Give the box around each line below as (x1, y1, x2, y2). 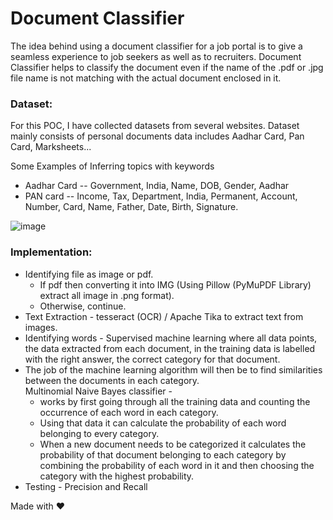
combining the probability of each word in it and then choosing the (39, 459, 315, 471)
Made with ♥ (10, 500, 66, 512)
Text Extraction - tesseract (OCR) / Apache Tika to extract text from (24, 310, 304, 322)
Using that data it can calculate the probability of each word (39, 417, 287, 429)
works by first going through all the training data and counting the (39, 395, 311, 407)
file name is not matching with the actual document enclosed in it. (10, 72, 282, 84)
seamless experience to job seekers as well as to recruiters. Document (10, 50, 302, 62)
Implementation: (10, 245, 93, 259)
